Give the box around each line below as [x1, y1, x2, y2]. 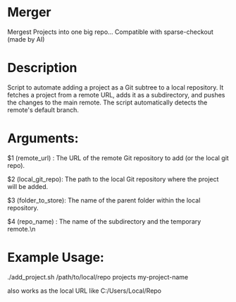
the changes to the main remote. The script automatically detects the [7, 98, 208, 107]
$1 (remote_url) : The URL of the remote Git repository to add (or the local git [7, 153, 229, 162]
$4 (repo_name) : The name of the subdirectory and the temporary [7, 217, 201, 226]
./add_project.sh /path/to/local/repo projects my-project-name [7, 272, 189, 281]
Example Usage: [7, 250, 104, 265]
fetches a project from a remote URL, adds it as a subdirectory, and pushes [7, 90, 225, 99]
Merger [7, 4, 51, 20]
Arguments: [7, 131, 79, 147]
